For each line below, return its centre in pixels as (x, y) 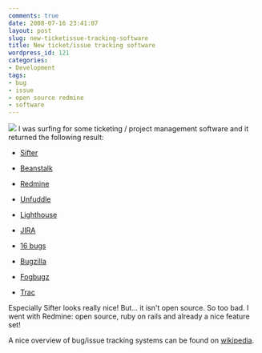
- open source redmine (46, 98)
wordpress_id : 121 (39, 53)
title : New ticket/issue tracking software (82, 46)
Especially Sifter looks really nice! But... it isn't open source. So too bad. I (129, 308)
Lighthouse (38, 215)
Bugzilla (33, 262)
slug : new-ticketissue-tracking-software (79, 38)
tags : (17, 75)
